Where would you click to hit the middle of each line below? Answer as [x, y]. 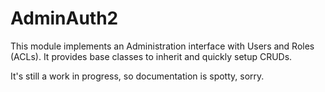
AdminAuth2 [64, 18]
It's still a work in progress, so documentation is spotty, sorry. [137, 76]
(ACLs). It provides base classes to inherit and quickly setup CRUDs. [151, 56]
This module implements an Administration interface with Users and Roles [162, 46]
